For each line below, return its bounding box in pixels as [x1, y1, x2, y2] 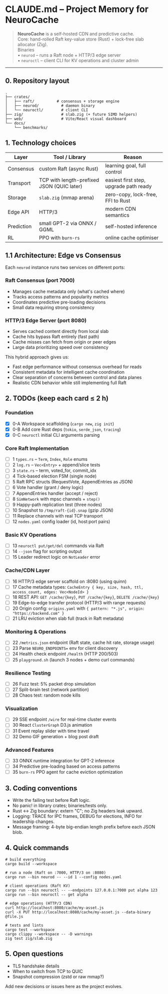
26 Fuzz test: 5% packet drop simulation [12, 681, 96, 687]
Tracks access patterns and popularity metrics [12, 293, 109, 299]
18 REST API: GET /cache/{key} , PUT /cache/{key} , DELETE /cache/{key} [12, 594, 159, 600]
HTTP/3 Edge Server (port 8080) [5, 317, 87, 324]
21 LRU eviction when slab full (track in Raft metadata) [12, 615, 124, 621]
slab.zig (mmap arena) [39, 194, 94, 201]
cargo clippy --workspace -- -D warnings [5, 931, 93, 936]
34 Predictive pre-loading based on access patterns [12, 763, 120, 769]
